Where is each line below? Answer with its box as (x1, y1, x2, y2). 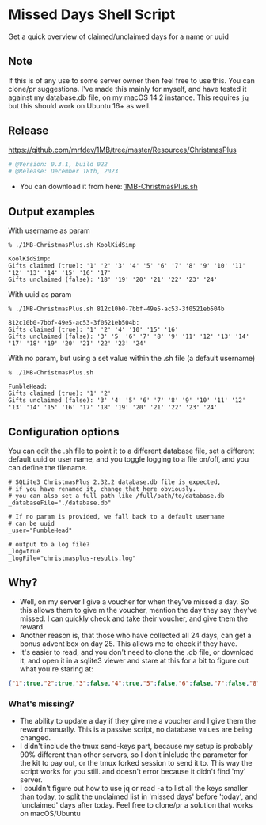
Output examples (8, 204, 95, 219)
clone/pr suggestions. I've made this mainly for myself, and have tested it (8, 84, 247, 93)
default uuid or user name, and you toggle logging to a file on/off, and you (8, 454, 249, 464)
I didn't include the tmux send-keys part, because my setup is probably (19, 741, 253, 751)
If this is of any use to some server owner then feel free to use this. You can (8, 75, 255, 85)
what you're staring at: (19, 663, 93, 674)
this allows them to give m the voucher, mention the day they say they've (19, 605, 258, 614)
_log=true (8, 547, 41, 555)
